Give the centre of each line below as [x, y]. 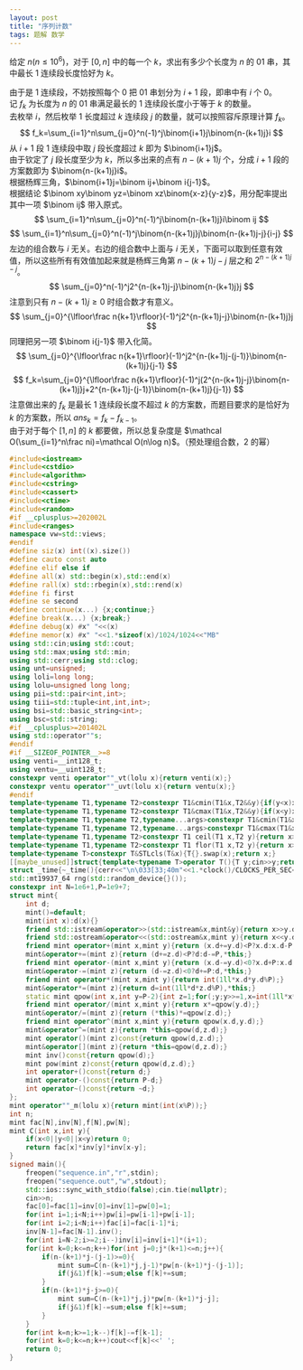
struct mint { [34, 896]
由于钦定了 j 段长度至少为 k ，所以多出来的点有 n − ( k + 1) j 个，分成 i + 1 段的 [149, 159]
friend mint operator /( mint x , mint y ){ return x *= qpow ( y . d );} [142, 1005]
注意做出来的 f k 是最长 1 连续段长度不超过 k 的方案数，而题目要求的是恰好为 [150, 405]
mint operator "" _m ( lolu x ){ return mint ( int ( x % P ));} [108, 1105]
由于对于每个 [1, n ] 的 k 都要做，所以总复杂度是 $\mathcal [116, 430]
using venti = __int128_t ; [56, 761]
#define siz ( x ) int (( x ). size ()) [70, 551]
